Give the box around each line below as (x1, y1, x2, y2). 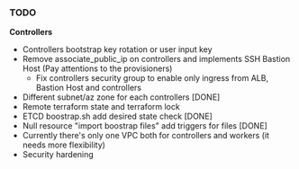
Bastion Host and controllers (35, 83, 142, 93)
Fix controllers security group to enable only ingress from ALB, (35, 73, 268, 84)
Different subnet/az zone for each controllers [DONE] (22, 92, 221, 102)
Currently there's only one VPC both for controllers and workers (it (22, 130, 270, 141)
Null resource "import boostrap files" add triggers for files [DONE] (22, 120, 267, 131)
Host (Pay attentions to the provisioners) (22, 63, 173, 74)
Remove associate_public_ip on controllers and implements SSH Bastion (22, 54, 291, 65)
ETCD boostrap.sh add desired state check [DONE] (22, 111, 213, 122)
